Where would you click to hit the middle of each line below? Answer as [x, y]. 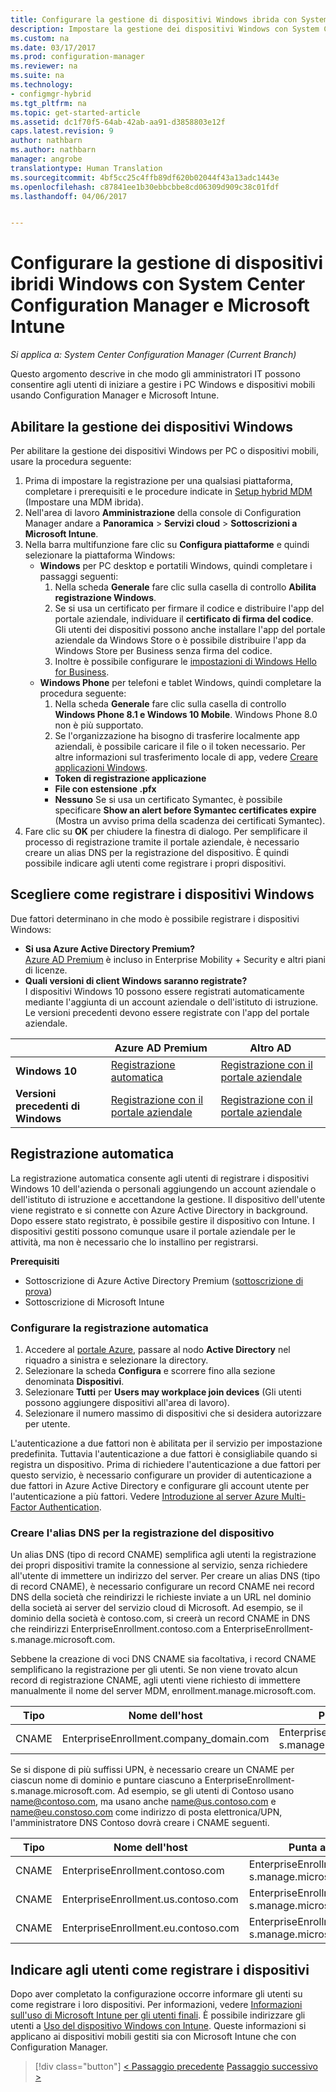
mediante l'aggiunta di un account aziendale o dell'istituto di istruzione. [171, 1002]
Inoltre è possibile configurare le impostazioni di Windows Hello [185, 661]
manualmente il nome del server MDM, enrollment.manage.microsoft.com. [163, 1691]
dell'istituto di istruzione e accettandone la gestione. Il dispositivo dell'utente [168, 1199]
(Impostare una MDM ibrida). [84, 502]
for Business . [82, 672]
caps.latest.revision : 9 [62, 131]
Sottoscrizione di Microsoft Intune [94, 1302]
